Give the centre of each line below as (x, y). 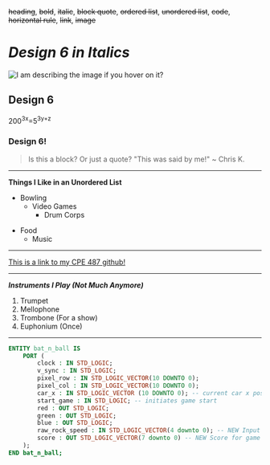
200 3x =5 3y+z (30, 120)
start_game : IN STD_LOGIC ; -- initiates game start (127, 401)
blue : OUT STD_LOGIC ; (75, 423)
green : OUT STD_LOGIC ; (77, 416)
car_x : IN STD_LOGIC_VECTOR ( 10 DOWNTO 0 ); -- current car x (143, 393)
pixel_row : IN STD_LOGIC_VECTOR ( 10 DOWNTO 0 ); (118, 378)
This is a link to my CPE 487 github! (67, 262)
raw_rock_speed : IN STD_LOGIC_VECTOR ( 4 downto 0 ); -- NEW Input (149, 430)
